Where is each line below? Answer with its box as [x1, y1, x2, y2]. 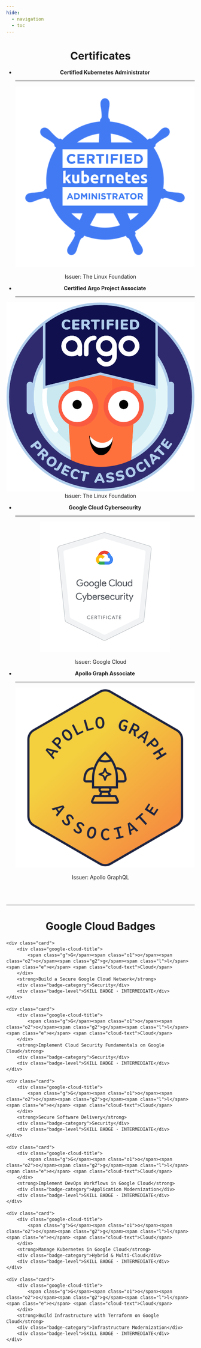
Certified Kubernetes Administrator [59, 69, 151, 76]
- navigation [11, 16, 44, 22]
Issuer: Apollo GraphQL [71, 873, 130, 881]
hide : [6, 10, 20, 16]
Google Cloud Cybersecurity [68, 503, 142, 511]
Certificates [70, 49, 131, 62]
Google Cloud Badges [45, 919, 156, 933]
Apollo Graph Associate [74, 670, 136, 677]
